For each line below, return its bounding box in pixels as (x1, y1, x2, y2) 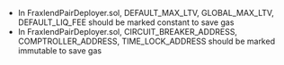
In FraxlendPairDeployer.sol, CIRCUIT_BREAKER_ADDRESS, (17, 27, 238, 37)
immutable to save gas (17, 45, 102, 56)
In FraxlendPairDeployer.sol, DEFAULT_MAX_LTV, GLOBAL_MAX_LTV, (17, 8, 274, 18)
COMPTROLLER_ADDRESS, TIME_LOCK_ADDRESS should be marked (17, 36, 276, 46)
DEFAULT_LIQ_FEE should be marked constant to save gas (17, 17, 235, 28)
